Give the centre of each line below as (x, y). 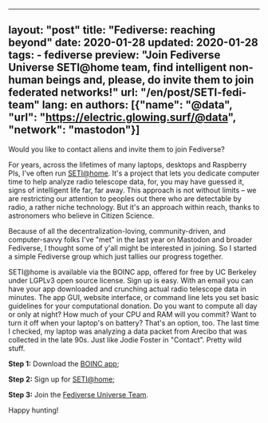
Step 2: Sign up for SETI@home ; (62, 379)
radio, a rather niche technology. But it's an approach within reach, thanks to (134, 207)
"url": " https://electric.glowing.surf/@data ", (122, 118)
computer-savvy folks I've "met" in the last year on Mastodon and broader (130, 239)
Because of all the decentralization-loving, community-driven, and (117, 231)
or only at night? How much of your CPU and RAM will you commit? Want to (132, 314)
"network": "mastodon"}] (74, 130)
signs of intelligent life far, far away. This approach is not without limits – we (132, 190)
